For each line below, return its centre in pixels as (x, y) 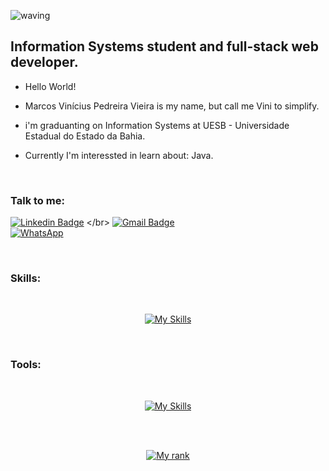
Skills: (26, 278)
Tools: (26, 365)
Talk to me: (37, 200)
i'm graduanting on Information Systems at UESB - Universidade (157, 125)
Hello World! (50, 86)
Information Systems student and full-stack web (164, 46)
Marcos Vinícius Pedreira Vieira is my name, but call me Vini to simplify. (172, 106)
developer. (44, 62)
